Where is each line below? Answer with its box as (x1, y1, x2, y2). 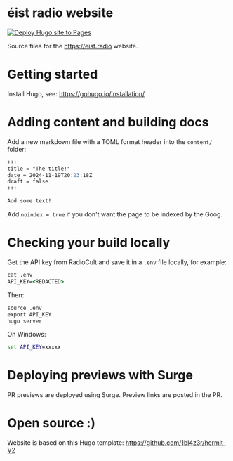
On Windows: (7, 330, 46, 339)
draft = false (7, 178, 49, 186)
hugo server (7, 318, 42, 325)
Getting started (7, 67, 98, 82)
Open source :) (7, 415, 96, 431)
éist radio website (7, 5, 114, 21)
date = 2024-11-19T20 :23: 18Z (7, 171, 93, 178)
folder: (7, 145, 27, 153)
